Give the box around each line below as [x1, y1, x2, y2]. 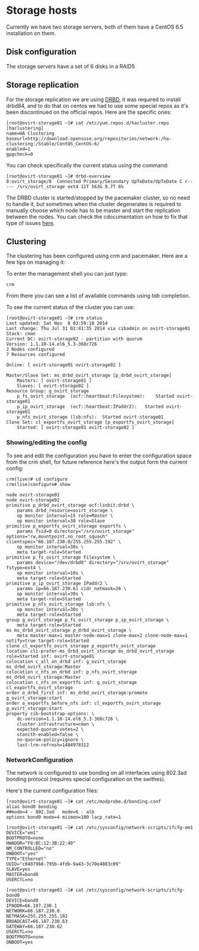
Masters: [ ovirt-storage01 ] [17, 378, 92, 384]
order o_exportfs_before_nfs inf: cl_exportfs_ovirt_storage [6, 700, 161, 706]
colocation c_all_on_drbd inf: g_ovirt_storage [6, 659, 127, 665]
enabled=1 [6, 146, 31, 152]
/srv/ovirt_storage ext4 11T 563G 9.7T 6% [17, 183, 124, 189]
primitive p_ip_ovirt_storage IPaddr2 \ [6, 580, 108, 587]
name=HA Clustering [6, 130, 55, 136]
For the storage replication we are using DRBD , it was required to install [6, 96, 181, 103]
